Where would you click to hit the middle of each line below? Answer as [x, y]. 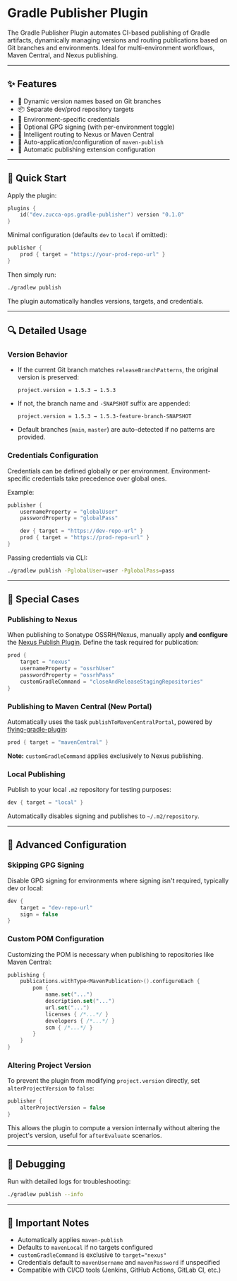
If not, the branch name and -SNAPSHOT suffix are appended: [104, 403]
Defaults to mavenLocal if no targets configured [85, 1248]
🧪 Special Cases [43, 599]
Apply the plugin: [32, 195]
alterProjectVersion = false [63, 1108]
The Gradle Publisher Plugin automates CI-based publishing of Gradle [109, 33]
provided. [31, 437]
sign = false [39, 914]
